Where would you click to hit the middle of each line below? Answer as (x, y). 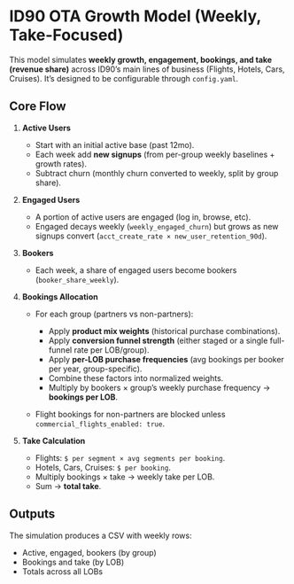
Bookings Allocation (60, 296)
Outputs (32, 514)
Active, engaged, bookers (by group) (89, 552)
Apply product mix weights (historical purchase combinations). (164, 331)
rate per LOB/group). (112, 350)
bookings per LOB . (83, 397)
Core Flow (38, 107)
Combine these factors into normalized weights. (136, 378)
